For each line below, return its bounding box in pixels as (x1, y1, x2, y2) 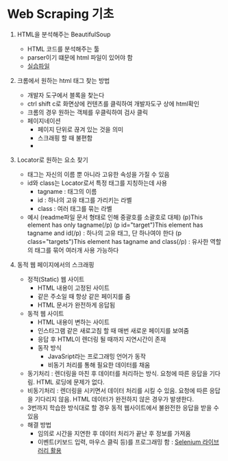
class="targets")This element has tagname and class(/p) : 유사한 (27, 237, 209, 245)
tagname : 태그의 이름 (37, 187, 97, 195)
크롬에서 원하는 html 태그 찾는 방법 (16, 76, 110, 84)
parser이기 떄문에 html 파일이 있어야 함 (27, 53, 134, 62)
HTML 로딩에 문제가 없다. (36, 377, 105, 386)
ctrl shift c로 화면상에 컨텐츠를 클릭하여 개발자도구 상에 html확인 (27, 99, 200, 108)
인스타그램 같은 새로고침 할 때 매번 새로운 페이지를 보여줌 (37, 326, 190, 334)
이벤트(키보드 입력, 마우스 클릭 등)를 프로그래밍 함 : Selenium (37, 438, 201, 446)
